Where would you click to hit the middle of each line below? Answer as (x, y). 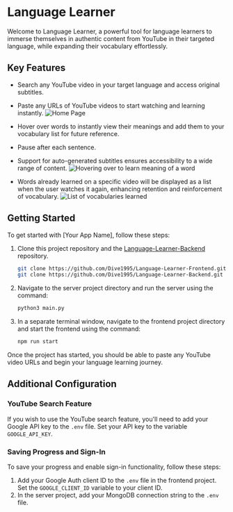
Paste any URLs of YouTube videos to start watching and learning (111, 106)
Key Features (37, 68)
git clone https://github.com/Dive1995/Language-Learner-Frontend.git (122, 268)
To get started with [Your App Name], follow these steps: (89, 235)
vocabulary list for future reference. (68, 133)
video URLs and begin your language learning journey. (85, 363)
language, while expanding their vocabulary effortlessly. (88, 46)
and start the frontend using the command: (79, 329)
